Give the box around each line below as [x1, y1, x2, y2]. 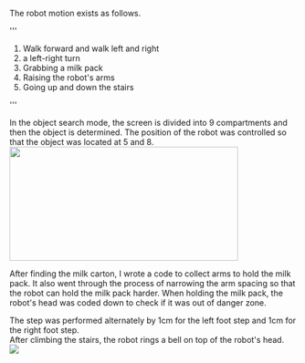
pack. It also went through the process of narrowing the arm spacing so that [9, 278, 296, 288]
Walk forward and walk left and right [22, 43, 160, 54]
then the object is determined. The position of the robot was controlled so [9, 127, 288, 138]
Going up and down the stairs [22, 82, 134, 92]
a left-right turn [22, 53, 80, 63]
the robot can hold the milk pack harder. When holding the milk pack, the [9, 287, 283, 298]
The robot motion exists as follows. [9, 8, 142, 18]
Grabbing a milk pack [22, 63, 103, 73]
